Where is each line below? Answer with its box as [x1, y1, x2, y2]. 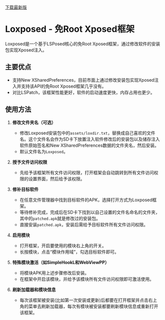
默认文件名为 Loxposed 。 [19, 148, 68, 155]
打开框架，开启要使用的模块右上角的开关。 [19, 242, 107, 249]
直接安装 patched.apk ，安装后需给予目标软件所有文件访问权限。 [19, 221, 148, 227]
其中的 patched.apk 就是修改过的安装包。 [19, 215, 101, 221]
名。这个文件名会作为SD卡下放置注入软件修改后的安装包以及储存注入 [19, 136, 160, 142]
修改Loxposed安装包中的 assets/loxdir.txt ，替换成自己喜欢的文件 [19, 130, 156, 136]
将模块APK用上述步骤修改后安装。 [19, 269, 89, 276]
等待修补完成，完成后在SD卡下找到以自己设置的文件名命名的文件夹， [19, 209, 160, 215]
